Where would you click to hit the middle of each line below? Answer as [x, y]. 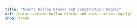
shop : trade [17, 18]
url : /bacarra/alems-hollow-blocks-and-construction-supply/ [69, 14]
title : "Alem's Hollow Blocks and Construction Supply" [63, 9]
